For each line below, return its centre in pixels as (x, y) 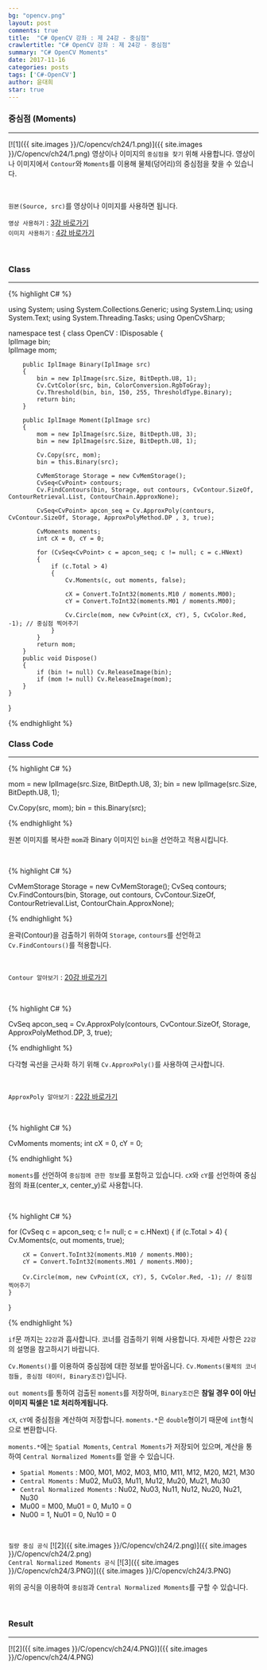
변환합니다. (40, 1430)
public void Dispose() (60, 658)
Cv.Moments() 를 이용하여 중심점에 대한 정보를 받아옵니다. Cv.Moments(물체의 (125, 1366)
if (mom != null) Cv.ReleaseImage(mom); (104, 679)
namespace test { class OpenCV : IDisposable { (86, 333)
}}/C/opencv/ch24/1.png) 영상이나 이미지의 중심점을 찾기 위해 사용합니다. (121, 153)
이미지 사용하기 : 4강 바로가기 (52, 232)
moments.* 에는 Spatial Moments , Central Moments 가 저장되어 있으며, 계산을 (126, 1447)
